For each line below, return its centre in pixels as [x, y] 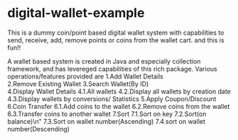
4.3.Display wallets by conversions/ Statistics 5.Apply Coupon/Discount [112, 99]
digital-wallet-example [76, 13]
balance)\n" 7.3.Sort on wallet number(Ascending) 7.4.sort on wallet [107, 121]
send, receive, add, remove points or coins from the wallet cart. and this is [116, 40]
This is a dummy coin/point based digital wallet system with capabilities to [116, 33]
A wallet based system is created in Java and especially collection [104, 61]
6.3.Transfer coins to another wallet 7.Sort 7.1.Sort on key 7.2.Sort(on [107, 114]
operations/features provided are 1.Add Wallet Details [85, 76]
